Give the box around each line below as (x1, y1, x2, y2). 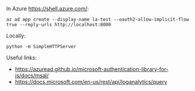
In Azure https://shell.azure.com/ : (6, 5, 89, 12)
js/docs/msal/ (14, 72, 49, 79)
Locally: (6, 32, 26, 39)
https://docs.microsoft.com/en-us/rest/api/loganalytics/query (14, 79, 167, 85)
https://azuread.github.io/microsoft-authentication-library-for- (14, 65, 169, 73)
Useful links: (6, 54, 37, 61)
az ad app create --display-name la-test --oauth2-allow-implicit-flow (6, 17, 189, 23)
